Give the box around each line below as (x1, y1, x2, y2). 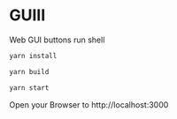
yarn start (9, 83, 50, 93)
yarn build (9, 67, 50, 76)
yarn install (9, 51, 58, 60)
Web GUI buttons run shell (9, 34, 105, 45)
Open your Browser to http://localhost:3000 (9, 99, 169, 110)
